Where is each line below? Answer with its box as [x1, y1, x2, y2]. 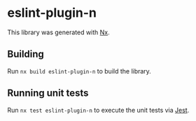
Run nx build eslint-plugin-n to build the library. [7, 66, 152, 75]
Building [7, 48, 44, 60]
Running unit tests [7, 87, 89, 99]
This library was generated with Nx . [7, 28, 110, 36]
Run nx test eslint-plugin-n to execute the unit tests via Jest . [7, 106, 190, 114]
